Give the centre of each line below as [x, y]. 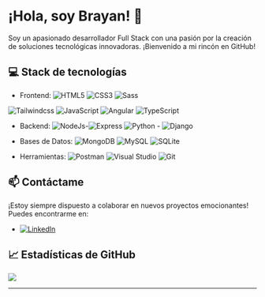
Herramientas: [43, 156]
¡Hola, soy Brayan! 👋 [76, 16]
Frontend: [35, 95]
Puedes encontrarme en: [49, 213]
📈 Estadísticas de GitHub [72, 255]
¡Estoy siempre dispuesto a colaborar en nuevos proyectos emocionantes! [129, 205]
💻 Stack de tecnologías [68, 72]
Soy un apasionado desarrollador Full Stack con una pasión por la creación [130, 38]
